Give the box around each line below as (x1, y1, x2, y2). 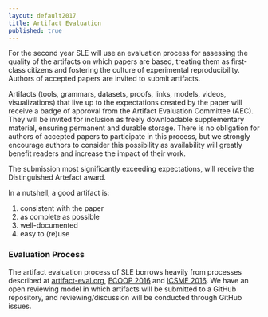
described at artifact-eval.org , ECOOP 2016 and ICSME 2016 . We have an (8, 275, 249, 285)
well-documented (19, 220, 78, 230)
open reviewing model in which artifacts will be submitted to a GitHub (8, 284, 237, 294)
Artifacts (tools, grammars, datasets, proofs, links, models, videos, (8, 89, 227, 99)
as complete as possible (19, 212, 100, 222)
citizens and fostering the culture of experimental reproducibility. (26, 65, 241, 75)
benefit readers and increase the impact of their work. (8, 149, 186, 158)
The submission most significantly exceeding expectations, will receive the (8, 164, 254, 174)
